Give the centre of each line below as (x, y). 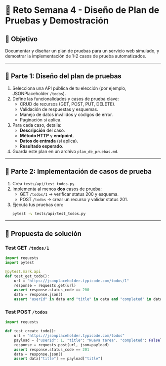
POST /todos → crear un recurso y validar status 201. (74, 199)
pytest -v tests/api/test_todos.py (49, 213)
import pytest (20, 263)
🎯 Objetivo (21, 39)
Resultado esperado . (41, 146)
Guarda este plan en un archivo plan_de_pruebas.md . (65, 151)
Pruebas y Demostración (57, 21)
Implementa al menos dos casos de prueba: (57, 189)
